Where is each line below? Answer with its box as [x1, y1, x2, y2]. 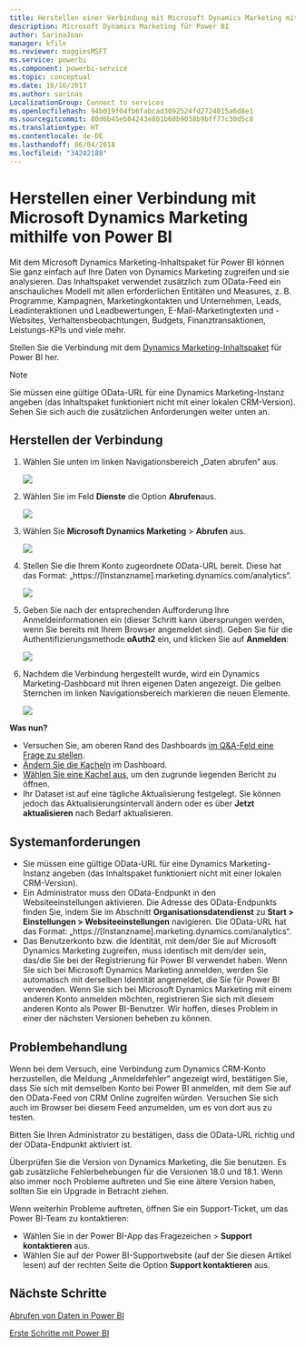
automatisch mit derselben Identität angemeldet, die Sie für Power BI [22, 974, 280, 985]
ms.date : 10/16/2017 [9, 81, 88, 90]
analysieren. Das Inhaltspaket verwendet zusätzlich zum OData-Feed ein [9, 276, 281, 286]
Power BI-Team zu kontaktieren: [9, 1213, 130, 1223]
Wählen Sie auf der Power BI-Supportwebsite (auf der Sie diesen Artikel [22, 1250, 292, 1261]
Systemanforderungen [9, 834, 141, 849]
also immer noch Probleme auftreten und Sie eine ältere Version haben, [9, 1176, 277, 1187]
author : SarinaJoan [9, 30, 84, 39]
